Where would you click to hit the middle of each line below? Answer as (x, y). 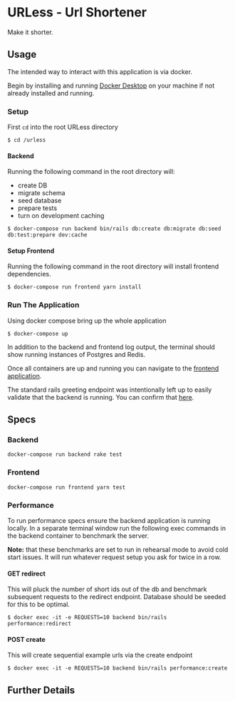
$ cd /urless (27, 140)
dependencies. (29, 274)
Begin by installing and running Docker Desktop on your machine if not (111, 85)
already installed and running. (51, 93)
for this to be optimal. (38, 604)
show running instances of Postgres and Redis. (77, 354)
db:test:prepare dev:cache (47, 235)
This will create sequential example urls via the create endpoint (100, 655)
